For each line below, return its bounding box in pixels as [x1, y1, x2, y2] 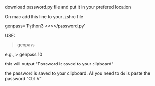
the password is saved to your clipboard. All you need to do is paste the [5, 70, 151, 76]
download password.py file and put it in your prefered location [5, 4, 131, 10]
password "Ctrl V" [5, 76, 42, 81]
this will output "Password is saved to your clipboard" [5, 61, 114, 66]
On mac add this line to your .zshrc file [5, 14, 84, 19]
